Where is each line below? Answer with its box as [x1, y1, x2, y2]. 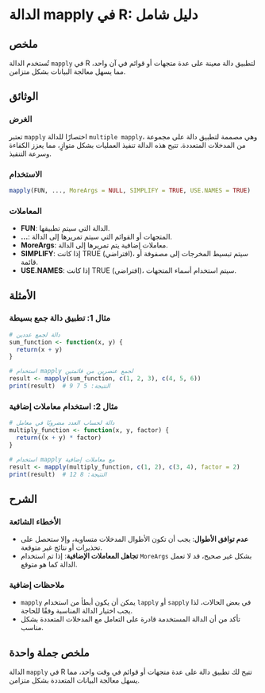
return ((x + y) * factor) [16, 434, 102, 442]
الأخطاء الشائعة [9, 516, 62, 527]
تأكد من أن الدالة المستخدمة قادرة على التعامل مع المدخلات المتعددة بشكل [20, 614, 241, 624]
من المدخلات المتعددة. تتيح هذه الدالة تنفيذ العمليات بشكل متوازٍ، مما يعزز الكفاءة [9, 140, 247, 150]
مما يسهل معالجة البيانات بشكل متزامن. [9, 67, 126, 76]
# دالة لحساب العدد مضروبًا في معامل [9, 419, 115, 427]
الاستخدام [9, 169, 43, 180]
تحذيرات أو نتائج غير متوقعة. [20, 543, 102, 552]
